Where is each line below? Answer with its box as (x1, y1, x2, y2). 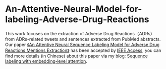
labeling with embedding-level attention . (5, 58, 88, 64)
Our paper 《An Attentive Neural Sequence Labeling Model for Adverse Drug (5, 42, 160, 47)
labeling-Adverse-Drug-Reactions (5, 14, 150, 25)
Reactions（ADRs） (114, 30, 155, 36)
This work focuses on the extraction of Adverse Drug (5, 30, 114, 36)
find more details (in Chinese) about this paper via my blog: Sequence (5, 53, 148, 59)
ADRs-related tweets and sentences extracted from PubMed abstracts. (15, 36, 161, 42)
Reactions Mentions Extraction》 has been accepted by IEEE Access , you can (5, 47, 162, 53)
